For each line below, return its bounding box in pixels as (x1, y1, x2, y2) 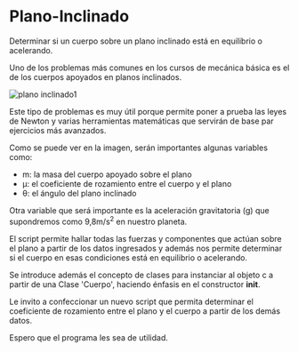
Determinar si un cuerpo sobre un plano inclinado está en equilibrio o (9, 36, 262, 46)
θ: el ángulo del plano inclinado (21, 188, 137, 198)
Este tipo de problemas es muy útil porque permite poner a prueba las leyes (9, 106, 287, 116)
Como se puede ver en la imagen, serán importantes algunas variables (9, 142, 269, 153)
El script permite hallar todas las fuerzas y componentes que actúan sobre (9, 233, 282, 244)
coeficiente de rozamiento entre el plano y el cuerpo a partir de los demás (9, 305, 281, 316)
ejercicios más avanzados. (9, 124, 107, 135)
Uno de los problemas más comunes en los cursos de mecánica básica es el (9, 62, 290, 73)
